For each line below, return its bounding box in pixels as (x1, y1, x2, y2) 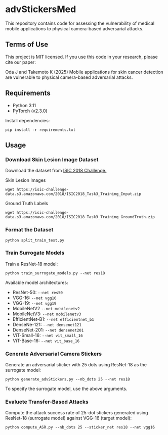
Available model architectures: (5, 279, 68, 285)
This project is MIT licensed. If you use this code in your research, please (5, 54, 158, 60)
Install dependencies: (5, 117, 50, 123)
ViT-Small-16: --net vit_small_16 (12, 332, 83, 338)
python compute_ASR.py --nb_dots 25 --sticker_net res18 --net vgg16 (5, 425, 155, 430)
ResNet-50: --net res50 (12, 289, 63, 295)
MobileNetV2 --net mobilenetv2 (12, 305, 80, 311)
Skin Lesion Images (5, 177, 46, 183)
